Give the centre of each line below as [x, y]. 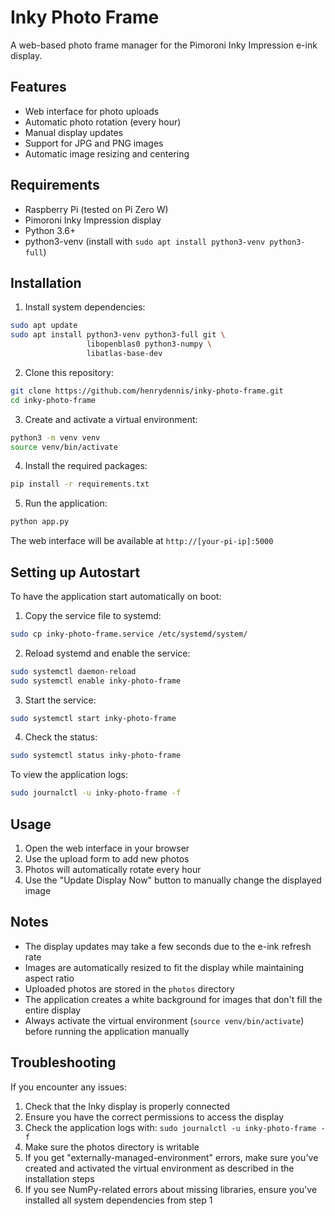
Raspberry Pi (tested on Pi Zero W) [96, 209]
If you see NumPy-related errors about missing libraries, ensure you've [171, 1189]
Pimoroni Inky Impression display [93, 220]
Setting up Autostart [75, 572]
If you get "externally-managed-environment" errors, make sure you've [171, 1157]
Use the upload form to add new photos [107, 859]
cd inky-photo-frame [53, 400]
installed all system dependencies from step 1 [118, 1200]
